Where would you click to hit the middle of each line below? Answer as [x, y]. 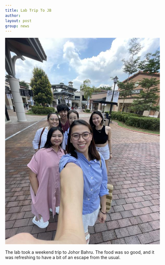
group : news [17, 26]
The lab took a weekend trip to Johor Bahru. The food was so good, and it [80, 252]
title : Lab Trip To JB [28, 10]
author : [13, 15]
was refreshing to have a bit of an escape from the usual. [63, 258]
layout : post [18, 21]
